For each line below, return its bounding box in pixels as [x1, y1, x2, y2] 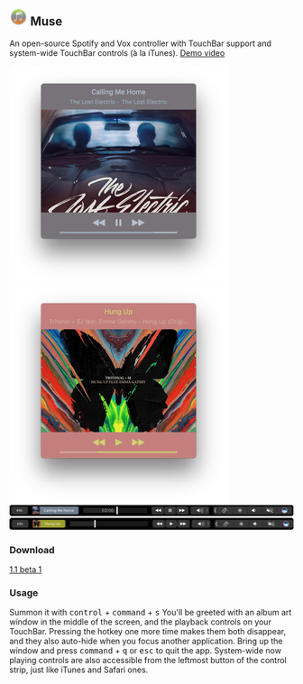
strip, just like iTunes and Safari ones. [9, 664, 149, 675]
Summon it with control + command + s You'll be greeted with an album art [9, 607, 292, 618]
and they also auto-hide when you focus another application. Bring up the [9, 635, 283, 647]
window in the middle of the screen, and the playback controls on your [9, 616, 272, 627]
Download [9, 543, 56, 556]
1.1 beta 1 [9, 563, 42, 575]
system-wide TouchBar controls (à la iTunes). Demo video [9, 47, 225, 58]
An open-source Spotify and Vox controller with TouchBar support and [9, 38, 272, 49]
